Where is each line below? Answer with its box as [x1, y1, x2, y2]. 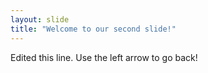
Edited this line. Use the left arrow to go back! [10, 51, 198, 63]
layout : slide [10, 14, 70, 25]
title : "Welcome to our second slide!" [10, 24, 177, 34]
